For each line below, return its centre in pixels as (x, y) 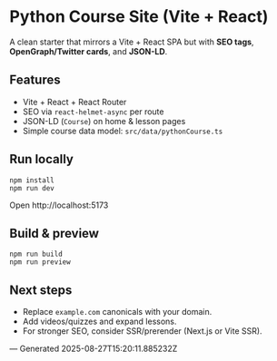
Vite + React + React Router (74, 102)
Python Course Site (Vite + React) (139, 17)
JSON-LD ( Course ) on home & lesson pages (104, 121)
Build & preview (54, 233)
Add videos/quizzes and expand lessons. (99, 322)
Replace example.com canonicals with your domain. (117, 312)
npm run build (36, 254)
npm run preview (40, 262)
